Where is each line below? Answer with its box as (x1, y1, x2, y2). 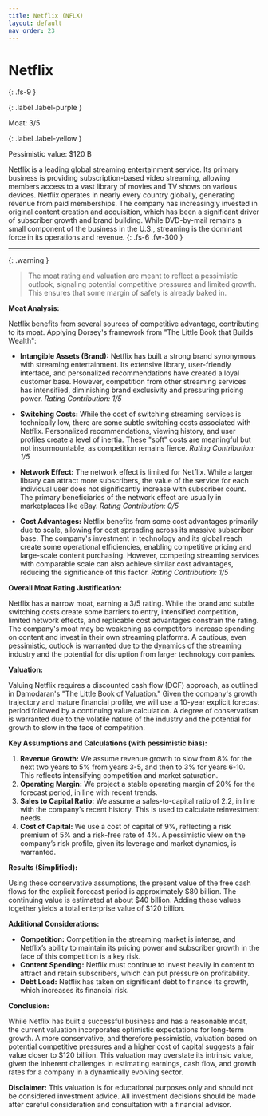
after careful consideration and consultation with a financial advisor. (8, 1100, 231, 1110)
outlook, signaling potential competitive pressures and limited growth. (27, 280, 257, 289)
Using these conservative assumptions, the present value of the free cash (8, 878, 251, 888)
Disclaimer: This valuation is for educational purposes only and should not (8, 1083, 254, 1093)
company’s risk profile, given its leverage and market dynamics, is (19, 839, 237, 848)
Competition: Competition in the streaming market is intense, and (19, 935, 236, 944)
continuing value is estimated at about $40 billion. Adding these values (8, 896, 242, 905)
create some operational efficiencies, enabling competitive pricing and (19, 542, 252, 552)
